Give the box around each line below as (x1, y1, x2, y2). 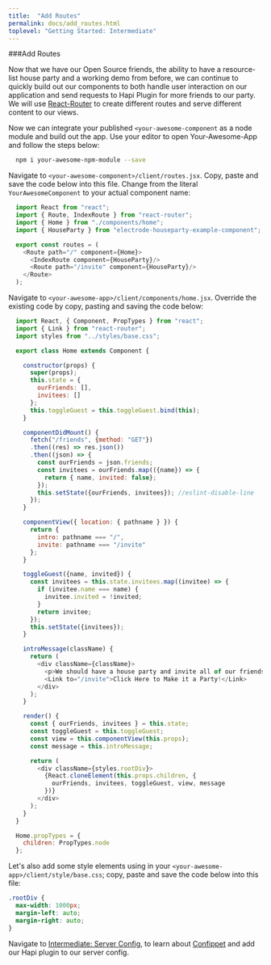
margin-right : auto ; (15, 917, 85, 925)
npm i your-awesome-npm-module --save (15, 156, 147, 164)
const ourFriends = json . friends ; (37, 458, 153, 466)
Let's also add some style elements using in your (8, 862, 171, 871)
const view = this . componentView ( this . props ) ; (29, 735, 190, 743)
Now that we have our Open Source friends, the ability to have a (8, 65, 222, 74)
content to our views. (8, 107, 79, 117)
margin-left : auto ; (15, 908, 81, 917)
